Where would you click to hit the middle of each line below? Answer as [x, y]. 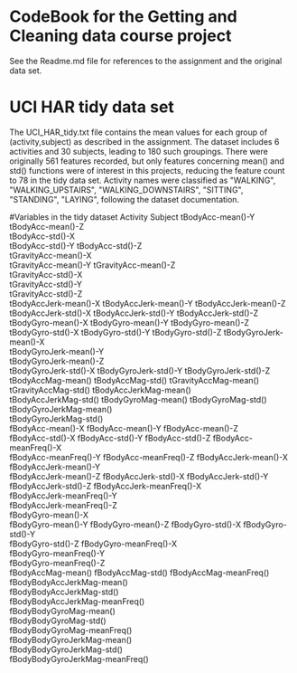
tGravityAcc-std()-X [46, 274]
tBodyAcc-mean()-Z [46, 226]
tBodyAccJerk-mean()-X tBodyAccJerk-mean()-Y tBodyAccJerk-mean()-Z [148, 303]
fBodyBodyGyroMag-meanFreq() [71, 630]
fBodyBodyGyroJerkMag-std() [66, 649]
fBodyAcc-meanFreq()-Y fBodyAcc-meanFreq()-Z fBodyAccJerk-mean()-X [149, 457]
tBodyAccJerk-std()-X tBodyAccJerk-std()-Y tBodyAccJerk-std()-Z [134, 313]
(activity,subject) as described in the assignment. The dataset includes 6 [144, 141]
